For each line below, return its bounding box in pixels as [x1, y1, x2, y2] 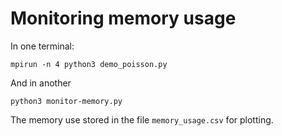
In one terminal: [10, 40, 75, 52]
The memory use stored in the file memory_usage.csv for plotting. [10, 113, 274, 126]
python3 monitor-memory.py [10, 96, 123, 106]
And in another [10, 77, 72, 89]
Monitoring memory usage [10, 7, 237, 30]
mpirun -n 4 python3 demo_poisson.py [10, 59, 168, 69]
